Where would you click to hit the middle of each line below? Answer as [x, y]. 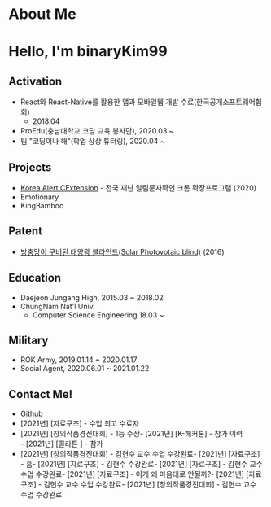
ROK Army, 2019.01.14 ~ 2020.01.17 [79, 360]
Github [31, 414]
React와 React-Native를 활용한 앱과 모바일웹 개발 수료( [108, 102]
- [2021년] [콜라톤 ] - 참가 [61, 444]
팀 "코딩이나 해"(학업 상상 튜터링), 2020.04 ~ [92, 141]
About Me [42, 14]
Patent [26, 232]
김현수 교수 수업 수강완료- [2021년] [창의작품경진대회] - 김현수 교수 [150, 484]
